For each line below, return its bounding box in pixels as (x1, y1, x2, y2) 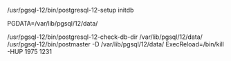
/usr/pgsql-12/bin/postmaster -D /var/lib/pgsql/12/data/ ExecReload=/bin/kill (7, 40, 225, 48)
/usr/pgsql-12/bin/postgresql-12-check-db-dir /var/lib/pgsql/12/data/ (7, 33, 203, 41)
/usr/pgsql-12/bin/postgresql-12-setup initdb (7, 6, 134, 14)
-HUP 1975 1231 (7, 48, 52, 55)
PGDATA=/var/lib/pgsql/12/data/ (7, 19, 98, 27)
